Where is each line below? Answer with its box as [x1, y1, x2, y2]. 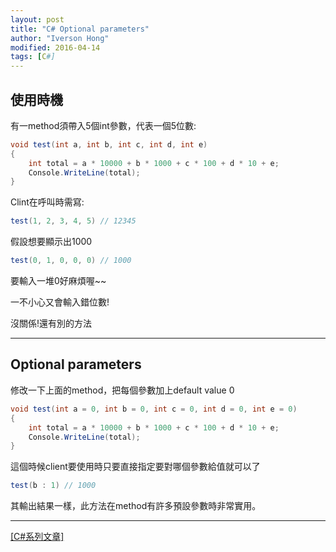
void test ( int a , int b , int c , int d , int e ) [10, 139, 208, 150]
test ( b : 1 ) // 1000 [10, 481, 97, 491]
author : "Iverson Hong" [10, 33, 110, 43]
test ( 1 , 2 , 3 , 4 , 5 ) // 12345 [10, 216, 137, 226]
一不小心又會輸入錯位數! [10, 296, 110, 308]
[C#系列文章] [10, 531, 65, 543]
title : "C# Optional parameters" [10, 24, 150, 34]
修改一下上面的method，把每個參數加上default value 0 [10, 384, 235, 396]
